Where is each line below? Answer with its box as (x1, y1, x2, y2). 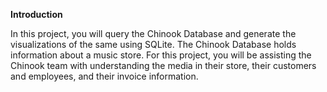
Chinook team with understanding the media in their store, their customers (10, 60, 317, 71)
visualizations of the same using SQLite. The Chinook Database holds (10, 39, 297, 50)
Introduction (10, 9, 63, 20)
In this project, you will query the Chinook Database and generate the (10, 28, 297, 39)
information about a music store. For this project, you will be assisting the (10, 49, 312, 61)
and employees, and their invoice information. (10, 70, 199, 82)
